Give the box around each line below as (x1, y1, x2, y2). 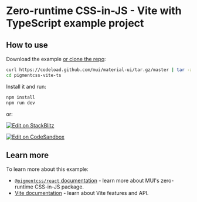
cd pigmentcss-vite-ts (6, 72, 62, 78)
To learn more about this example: (6, 166, 89, 173)
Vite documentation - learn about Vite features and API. (14, 190, 149, 197)
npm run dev (6, 100, 35, 106)
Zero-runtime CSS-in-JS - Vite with (6, 4, 182, 18)
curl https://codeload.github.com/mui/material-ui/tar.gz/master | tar (6, 67, 185, 73)
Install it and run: (6, 83, 47, 90)
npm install (6, 94, 35, 100)
